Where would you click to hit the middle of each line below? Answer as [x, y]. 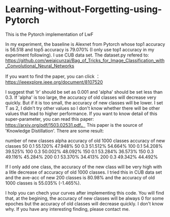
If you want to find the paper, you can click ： [53, 76]
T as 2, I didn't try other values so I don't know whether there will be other [83, 108]
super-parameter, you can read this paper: [49, 119]
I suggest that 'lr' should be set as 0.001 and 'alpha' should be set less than [84, 92]
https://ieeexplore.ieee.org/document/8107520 [54, 82]
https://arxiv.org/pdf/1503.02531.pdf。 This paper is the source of [74, 125]
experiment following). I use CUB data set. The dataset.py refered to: [77, 55]
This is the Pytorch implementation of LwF [49, 34]
